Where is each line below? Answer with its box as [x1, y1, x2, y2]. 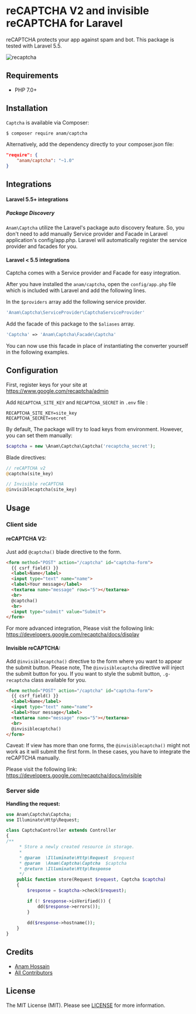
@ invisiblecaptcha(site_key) [6, 486, 77, 493]
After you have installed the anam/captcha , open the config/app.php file [6, 281, 177, 288]
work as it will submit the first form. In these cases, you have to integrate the [6, 748, 190, 756]
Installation [6, 103, 48, 113]
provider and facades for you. [6, 243, 78, 250]
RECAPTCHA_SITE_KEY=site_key [6, 410, 77, 416]
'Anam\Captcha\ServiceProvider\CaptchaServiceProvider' [6, 310, 145, 315]
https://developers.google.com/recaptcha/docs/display [6, 631, 139, 638]
